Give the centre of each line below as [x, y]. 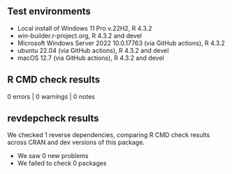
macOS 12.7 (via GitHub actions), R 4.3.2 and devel [90, 58]
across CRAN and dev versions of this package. [76, 143]
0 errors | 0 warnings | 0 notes [51, 96]
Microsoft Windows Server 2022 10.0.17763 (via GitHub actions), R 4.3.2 [121, 43]
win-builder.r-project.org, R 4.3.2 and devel [79, 35]
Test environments [49, 11]
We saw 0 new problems [53, 156]
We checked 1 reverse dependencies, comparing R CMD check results [109, 135]
